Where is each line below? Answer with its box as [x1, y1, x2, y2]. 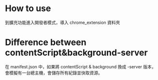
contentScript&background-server [5, 47, 148, 58]
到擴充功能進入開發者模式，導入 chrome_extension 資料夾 [5, 19, 120, 25]
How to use [5, 3, 51, 14]
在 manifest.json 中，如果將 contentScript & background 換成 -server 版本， [5, 64, 156, 69]
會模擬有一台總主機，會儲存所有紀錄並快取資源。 [5, 70, 102, 76]
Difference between [5, 37, 86, 48]
